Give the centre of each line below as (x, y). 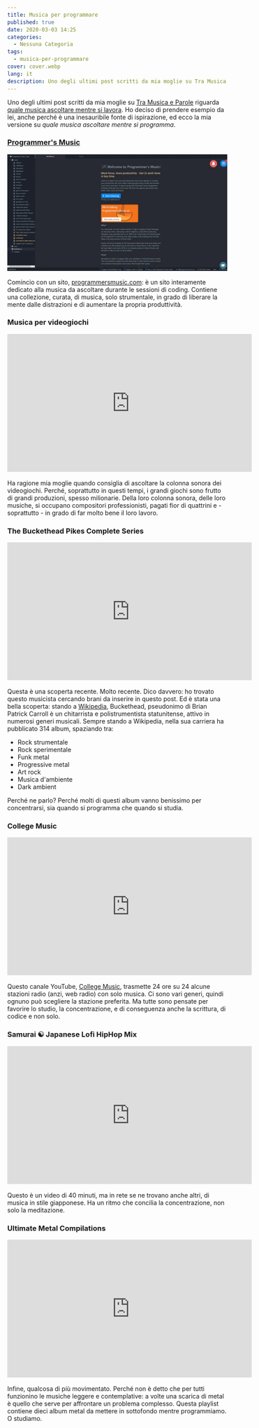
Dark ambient (37, 787)
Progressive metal (43, 765)
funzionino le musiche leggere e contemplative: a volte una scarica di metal (116, 1396)
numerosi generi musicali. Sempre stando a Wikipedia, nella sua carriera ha (116, 721)
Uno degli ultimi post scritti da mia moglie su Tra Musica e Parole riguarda (113, 102)
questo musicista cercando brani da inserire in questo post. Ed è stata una (114, 699)
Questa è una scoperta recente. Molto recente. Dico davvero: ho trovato (111, 692)
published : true (31, 22)
